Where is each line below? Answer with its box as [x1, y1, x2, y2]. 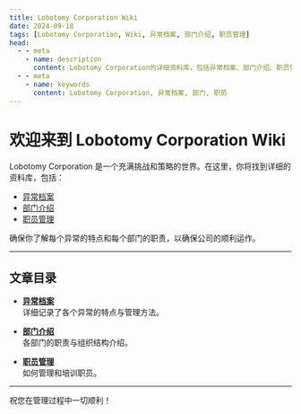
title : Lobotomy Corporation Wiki [9, 13, 139, 22]
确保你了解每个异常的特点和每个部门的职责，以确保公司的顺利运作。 [9, 233, 261, 243]
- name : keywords [25, 80, 90, 89]
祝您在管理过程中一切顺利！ [9, 395, 112, 406]
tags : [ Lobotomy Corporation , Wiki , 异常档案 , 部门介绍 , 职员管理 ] [9, 30, 251, 39]
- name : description [25, 55, 102, 64]
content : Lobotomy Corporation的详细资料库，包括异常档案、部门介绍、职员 [32, 64, 290, 73]
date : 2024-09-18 [9, 22, 74, 31]
